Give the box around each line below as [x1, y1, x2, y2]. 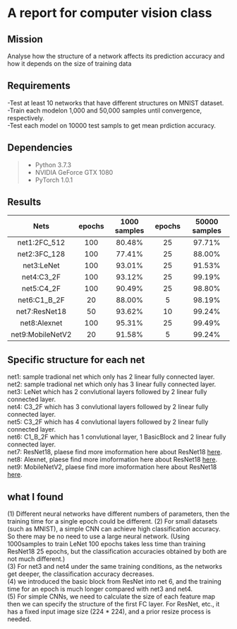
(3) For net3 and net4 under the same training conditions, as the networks [7, 562, 222, 571]
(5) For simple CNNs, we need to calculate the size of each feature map [7, 592, 216, 601]
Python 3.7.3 [35, 161, 72, 169]
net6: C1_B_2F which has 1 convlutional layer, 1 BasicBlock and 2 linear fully [7, 433, 226, 442]
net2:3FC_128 [17, 249, 66, 259]
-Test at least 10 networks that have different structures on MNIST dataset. [7, 98, 224, 107]
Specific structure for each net [7, 354, 145, 366]
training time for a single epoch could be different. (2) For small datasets [7, 517, 217, 526]
